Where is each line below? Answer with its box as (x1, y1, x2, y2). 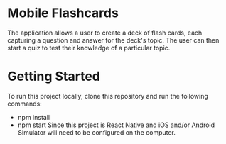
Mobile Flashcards (7, 5, 119, 21)
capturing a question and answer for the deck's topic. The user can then (7, 35, 220, 44)
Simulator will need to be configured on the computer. (17, 128, 176, 136)
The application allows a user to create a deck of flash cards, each (7, 28, 203, 37)
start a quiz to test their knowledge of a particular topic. (7, 43, 171, 52)
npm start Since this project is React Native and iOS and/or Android (17, 121, 215, 129)
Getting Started (7, 69, 101, 84)
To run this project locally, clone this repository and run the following (7, 92, 208, 100)
